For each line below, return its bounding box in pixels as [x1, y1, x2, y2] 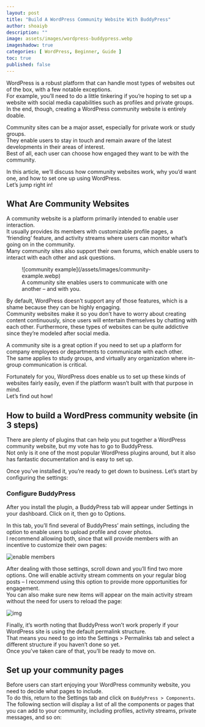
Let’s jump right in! [6, 181, 53, 188]
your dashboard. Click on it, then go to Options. [6, 510, 126, 517]
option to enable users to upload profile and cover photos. [6, 528, 153, 535]
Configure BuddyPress [6, 489, 76, 498]
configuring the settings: [6, 474, 69, 481]
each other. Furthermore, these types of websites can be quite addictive [6, 323, 188, 331]
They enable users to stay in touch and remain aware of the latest [6, 137, 172, 144]
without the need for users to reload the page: [6, 597, 122, 605]
